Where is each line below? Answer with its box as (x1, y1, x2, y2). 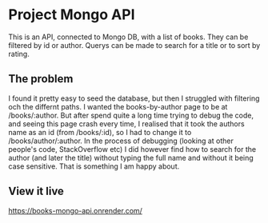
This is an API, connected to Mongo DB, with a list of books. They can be (8, 32, 249, 42)
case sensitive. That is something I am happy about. (8, 161, 180, 171)
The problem (8, 72, 74, 86)
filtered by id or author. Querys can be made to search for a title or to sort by (8, 40, 261, 50)
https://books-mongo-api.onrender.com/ (8, 205, 142, 215)
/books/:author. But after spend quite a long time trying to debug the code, (8, 110, 254, 120)
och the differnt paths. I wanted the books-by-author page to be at (8, 102, 228, 111)
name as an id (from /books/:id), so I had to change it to (8, 127, 192, 137)
